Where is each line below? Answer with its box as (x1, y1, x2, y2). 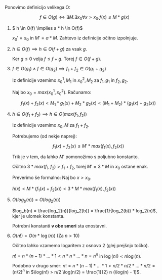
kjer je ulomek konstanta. (12, 213, 65, 219)
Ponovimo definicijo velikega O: (5, 5, 70, 10)
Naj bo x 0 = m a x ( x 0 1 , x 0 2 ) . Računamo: (12, 88, 92, 97)
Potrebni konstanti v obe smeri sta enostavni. (12, 222, 107, 229)
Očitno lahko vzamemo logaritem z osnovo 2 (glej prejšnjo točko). (12, 242, 149, 248)
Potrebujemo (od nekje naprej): (12, 133, 77, 139)
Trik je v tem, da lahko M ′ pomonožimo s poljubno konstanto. (12, 154, 139, 160)
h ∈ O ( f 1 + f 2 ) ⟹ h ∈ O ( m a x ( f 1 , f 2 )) (12, 111, 87, 118)
